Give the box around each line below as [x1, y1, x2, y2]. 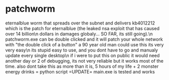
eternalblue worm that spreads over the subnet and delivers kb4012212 [5, 20, 155, 26]
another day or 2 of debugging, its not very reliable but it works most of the [5, 58, 164, 64]
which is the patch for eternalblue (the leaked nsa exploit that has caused [5, 25, 160, 31]
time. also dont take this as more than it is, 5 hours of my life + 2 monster [5, 63, 159, 69]
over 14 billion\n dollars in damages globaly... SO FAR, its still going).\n [5, 31, 153, 37]
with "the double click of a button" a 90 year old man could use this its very [5, 41, 164, 47]
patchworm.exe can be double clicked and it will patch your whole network [5, 36, 163, 42]
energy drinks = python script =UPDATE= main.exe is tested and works [5, 68, 155, 74]
